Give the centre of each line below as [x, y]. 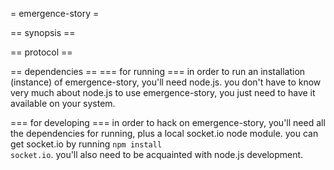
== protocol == [41, 52]
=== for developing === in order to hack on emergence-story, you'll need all [168, 122]
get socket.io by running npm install [86, 144]
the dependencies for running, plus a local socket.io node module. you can [164, 133]
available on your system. [63, 103]
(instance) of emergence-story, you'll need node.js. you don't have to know [166, 82]
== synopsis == [43, 32]
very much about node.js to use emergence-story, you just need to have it [163, 92]
